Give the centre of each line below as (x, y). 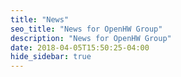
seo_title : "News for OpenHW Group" (86, 29)
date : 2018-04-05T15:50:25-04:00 (80, 47)
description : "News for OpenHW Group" (91, 38)
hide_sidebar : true (51, 57)
